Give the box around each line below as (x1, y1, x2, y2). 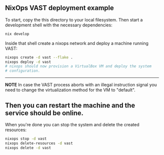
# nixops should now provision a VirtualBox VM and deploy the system (5, 64, 152, 69)
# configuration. (5, 68, 41, 74)
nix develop (5, 31, 29, 36)
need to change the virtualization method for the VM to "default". (5, 87, 136, 93)
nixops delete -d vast (5, 145, 51, 150)
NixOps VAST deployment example (5, 4, 114, 12)
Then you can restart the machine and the (5, 101, 135, 109)
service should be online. (5, 109, 84, 117)
